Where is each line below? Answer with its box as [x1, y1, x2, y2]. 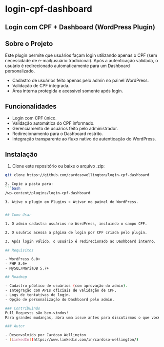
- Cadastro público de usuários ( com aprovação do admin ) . [5, 283, 128, 288]
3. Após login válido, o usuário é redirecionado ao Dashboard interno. [5, 239, 156, 244]
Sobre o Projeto [5, 39, 53, 47]
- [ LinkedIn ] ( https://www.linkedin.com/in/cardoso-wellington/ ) [5, 337, 139, 342]
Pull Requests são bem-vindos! [5, 310, 69, 315]
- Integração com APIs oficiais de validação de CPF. [5, 288, 117, 293]
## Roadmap [5, 275, 27, 279]
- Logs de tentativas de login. [5, 293, 71, 298]
